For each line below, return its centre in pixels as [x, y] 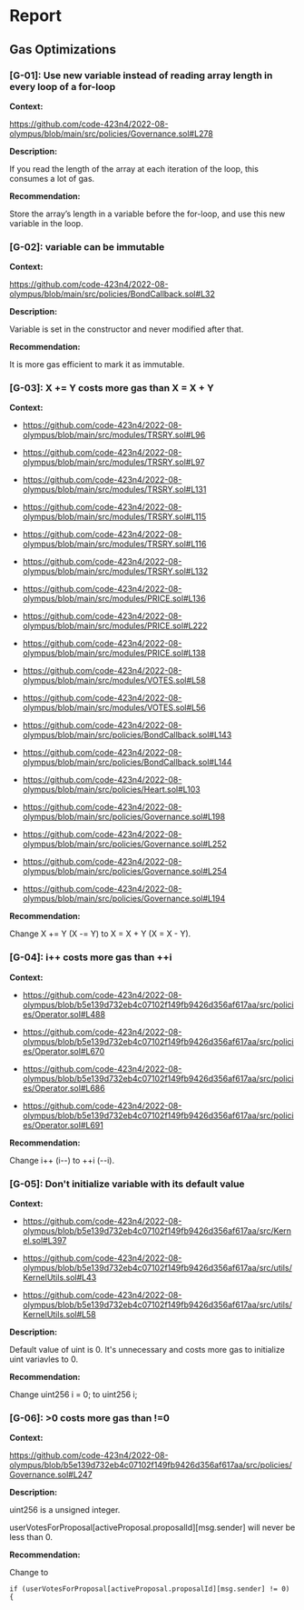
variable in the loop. [46, 223]
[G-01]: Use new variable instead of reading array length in [141, 75]
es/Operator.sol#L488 [64, 1014]
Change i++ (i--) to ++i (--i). [62, 1160]
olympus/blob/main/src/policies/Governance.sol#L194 [124, 899]
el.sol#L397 [44, 1241]
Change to [29, 1573]
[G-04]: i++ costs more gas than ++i [91, 957]
